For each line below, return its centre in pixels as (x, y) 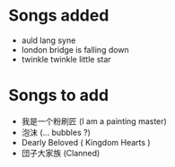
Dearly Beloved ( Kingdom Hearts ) (86, 142)
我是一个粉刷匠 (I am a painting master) (94, 121)
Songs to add (59, 96)
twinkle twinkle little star (66, 59)
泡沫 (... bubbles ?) (56, 132)
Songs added (59, 16)
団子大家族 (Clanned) (61, 153)
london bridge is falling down (75, 49)
